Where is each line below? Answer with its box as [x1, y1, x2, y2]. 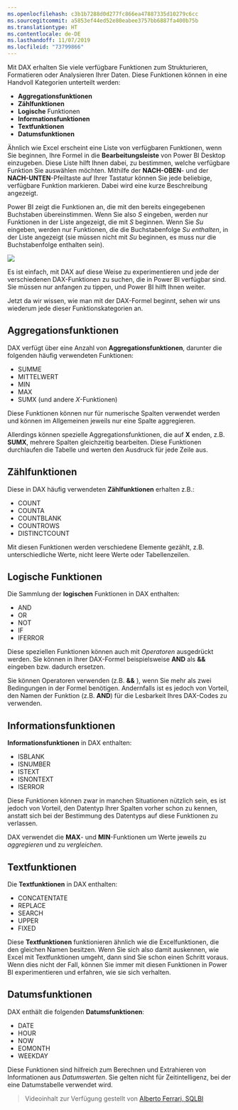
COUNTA [17, 506, 45, 514]
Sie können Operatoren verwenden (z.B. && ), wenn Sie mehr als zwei [7, 677, 212, 685]
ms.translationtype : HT [7, 23, 78, 31]
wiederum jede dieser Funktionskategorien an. [7, 304, 144, 312]
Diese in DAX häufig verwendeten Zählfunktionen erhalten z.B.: [7, 485, 195, 493]
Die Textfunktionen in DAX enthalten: [7, 880, 118, 889]
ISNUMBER [17, 760, 51, 768]
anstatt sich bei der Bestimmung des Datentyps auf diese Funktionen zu [7, 812, 218, 820]
